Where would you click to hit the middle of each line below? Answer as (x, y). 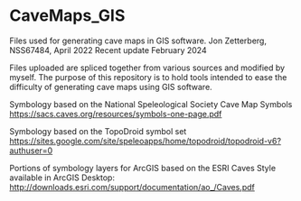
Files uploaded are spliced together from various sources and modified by (147, 68)
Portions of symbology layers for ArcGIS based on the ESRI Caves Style (143, 168)
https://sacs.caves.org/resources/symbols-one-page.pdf (116, 114)
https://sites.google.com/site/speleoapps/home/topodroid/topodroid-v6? (146, 141)
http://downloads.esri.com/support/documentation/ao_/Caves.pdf (132, 187)
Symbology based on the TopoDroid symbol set (98, 131)
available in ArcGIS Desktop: (62, 178)
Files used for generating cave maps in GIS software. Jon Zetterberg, (138, 41)
